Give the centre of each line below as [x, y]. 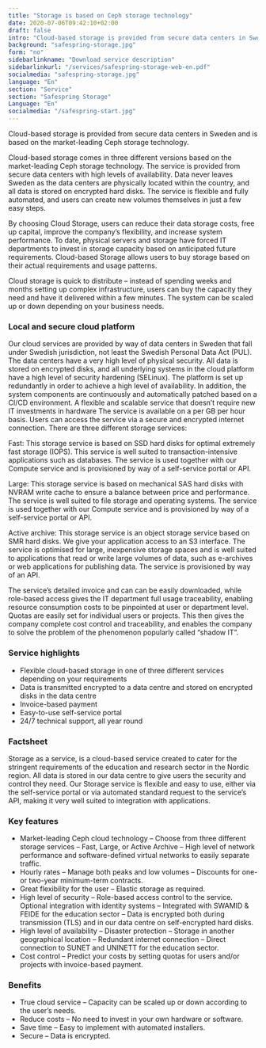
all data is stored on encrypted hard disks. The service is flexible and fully [129, 191]
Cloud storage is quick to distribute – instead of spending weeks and [120, 281]
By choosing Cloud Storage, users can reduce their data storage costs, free [131, 223]
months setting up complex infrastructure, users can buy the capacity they [130, 289]
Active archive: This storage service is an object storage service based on [129, 533]
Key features [34, 821]
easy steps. [27, 208]
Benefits [25, 985]
